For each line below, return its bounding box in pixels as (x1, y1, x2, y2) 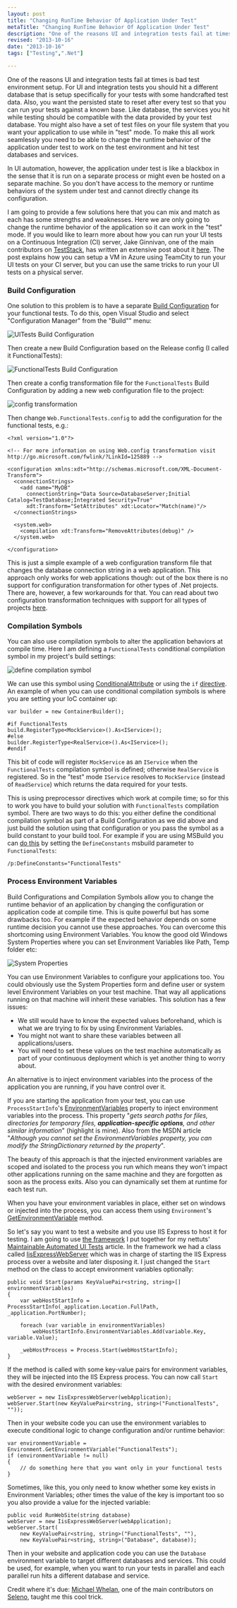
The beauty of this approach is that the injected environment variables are (7, 1154, 223, 1163)
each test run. (7, 1185, 48, 1193)
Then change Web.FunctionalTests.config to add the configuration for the (7, 414, 222, 422)
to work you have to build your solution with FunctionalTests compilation (7, 801, 219, 810)
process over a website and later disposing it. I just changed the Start (7, 1257, 211, 1265)
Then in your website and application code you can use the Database (7, 1549, 207, 1557)
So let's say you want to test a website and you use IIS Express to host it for (7, 1227, 227, 1236)
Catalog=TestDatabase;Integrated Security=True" (7, 497, 153, 504)
